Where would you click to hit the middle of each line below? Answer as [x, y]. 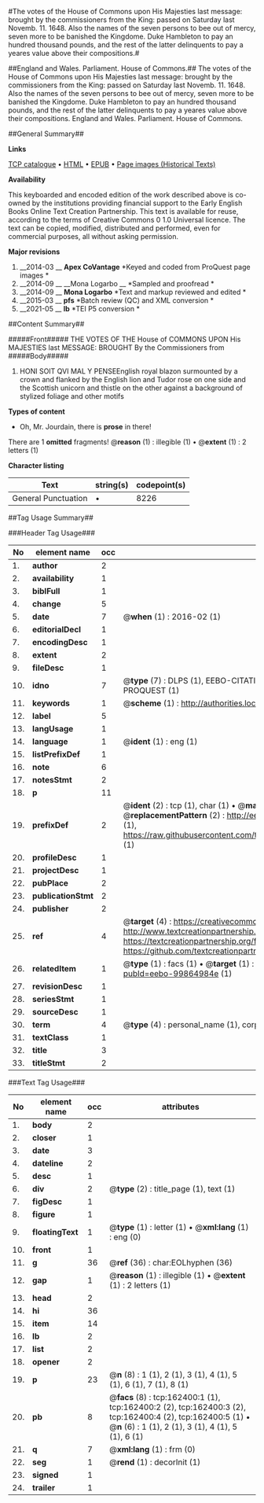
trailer [44, 1488]
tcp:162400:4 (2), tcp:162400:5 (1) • [180, 1417]
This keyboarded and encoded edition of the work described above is [121, 195]
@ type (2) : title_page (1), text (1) [172, 1189]
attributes [180, 1107]
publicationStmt [63, 896]
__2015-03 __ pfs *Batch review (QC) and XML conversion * [117, 300]
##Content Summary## [46, 324]
